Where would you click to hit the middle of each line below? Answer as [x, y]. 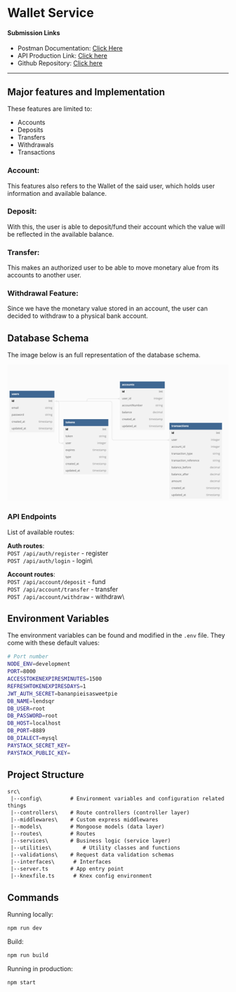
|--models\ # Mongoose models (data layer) [87, 827]
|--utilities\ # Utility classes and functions [95, 848]
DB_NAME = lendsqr [31, 701]
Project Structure [46, 775]
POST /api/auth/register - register [58, 553]
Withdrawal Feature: [43, 293]
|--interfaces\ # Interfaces [61, 862]
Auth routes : [26, 545]
